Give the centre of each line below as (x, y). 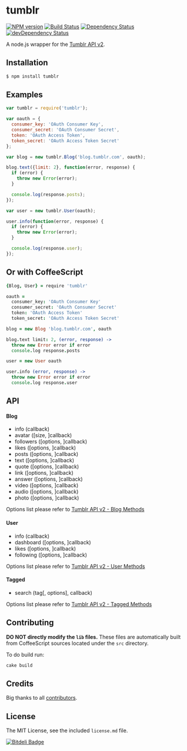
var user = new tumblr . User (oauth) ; (51, 211)
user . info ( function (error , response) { (55, 221)
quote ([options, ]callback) (47, 467)
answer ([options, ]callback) (49, 479)
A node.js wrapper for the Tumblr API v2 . (56, 44)
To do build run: (25, 654)
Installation (27, 63)
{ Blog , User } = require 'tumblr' (47, 286)
